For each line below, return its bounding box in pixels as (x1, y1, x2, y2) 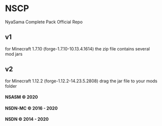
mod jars (5, 51, 23, 57)
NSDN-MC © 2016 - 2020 (5, 105, 58, 111)
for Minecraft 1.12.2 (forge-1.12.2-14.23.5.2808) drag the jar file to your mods (5, 78, 158, 84)
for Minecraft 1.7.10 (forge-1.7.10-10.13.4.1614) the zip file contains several (5, 46, 150, 51)
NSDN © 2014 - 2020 (5, 116, 49, 122)
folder (5, 83, 17, 89)
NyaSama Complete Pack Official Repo (5, 19, 83, 25)
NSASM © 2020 (5, 94, 38, 100)
